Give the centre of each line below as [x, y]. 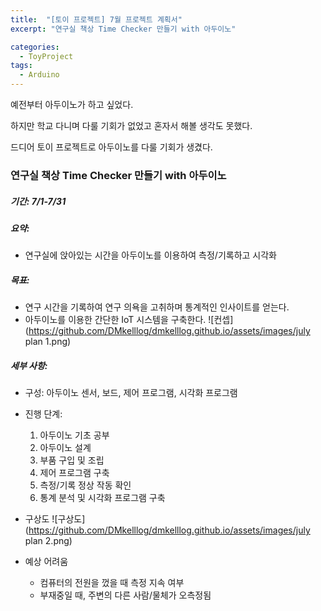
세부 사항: [29, 365]
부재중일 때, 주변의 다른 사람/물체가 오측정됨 [125, 595]
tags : [21, 66]
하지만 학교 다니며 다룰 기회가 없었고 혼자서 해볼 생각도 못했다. [131, 125]
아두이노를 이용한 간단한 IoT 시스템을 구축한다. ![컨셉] [129, 320]
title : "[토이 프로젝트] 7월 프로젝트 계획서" [96, 19]
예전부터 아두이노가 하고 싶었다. [72, 104]
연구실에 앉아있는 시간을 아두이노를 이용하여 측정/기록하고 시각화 [150, 255]
